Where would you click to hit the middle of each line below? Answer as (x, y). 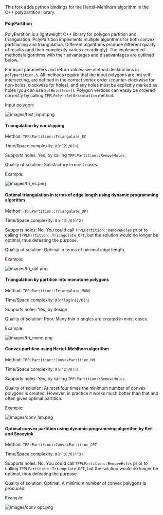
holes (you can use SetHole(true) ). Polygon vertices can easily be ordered (80, 90)
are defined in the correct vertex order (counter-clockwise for (93, 80)
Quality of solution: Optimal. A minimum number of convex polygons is (76, 483)
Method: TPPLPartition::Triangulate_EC (46, 137)
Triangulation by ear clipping (35, 125)
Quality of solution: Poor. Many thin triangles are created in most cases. (77, 318)
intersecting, (18, 80)
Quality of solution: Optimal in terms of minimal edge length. (65, 249)
